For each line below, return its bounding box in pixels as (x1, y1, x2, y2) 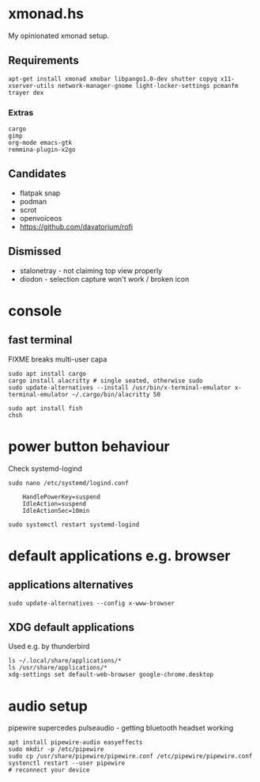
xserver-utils (8, 82, 55, 89)
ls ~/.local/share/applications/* (8, 657, 122, 665)
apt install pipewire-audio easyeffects (8, 738, 144, 746)
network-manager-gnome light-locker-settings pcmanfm (58, 82, 239, 89)
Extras (8, 107, 34, 118)
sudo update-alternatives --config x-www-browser (8, 599, 175, 607)
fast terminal (8, 333, 73, 347)
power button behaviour (8, 437, 170, 455)
